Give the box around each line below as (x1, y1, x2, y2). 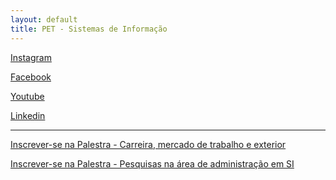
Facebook (10, 71, 52, 83)
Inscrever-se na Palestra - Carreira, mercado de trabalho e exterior (10, 138, 287, 150)
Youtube (10, 90, 45, 102)
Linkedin (10, 109, 46, 121)
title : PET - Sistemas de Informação (10, 24, 168, 34)
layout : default (10, 14, 78, 25)
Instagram (10, 51, 52, 63)
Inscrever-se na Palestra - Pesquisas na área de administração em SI (10, 157, 295, 170)
